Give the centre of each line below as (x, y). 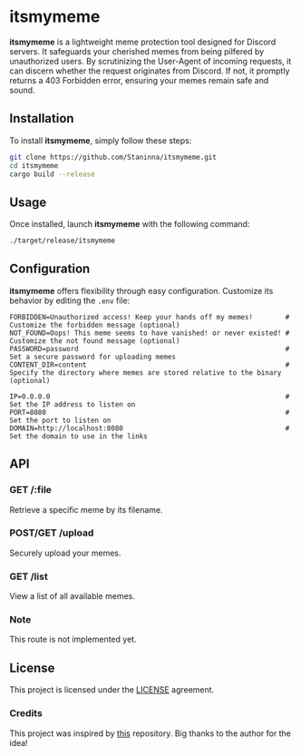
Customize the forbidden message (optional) (95, 325)
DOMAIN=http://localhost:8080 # (150, 428)
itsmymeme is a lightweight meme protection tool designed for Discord (143, 42)
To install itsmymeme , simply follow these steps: (101, 140)
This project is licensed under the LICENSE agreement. (112, 690)
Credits (26, 713)
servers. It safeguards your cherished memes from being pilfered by (137, 51)
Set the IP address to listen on (73, 404)
